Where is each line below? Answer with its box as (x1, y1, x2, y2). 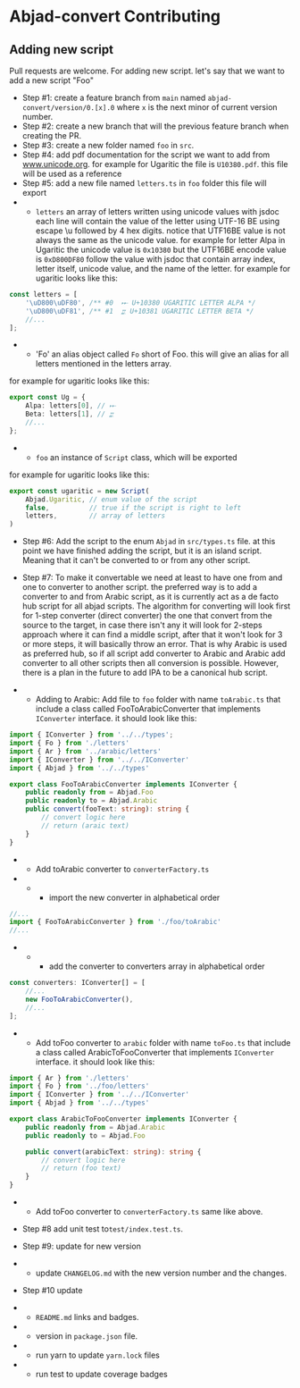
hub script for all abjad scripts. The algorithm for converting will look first (21, 601, 291, 611)
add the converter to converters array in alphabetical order (48, 961, 265, 972)
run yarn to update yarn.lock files (35, 1350, 161, 1360)
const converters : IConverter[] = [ (9, 979, 146, 988)
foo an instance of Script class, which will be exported (35, 451, 238, 462)
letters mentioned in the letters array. (35, 358, 172, 369)
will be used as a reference (21, 168, 122, 179)
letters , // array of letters (25, 511, 166, 520)
